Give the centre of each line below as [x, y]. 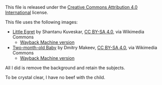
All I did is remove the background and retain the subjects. [65, 68]
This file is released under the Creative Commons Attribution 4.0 [71, 7]
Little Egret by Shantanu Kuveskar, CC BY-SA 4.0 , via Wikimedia [78, 32]
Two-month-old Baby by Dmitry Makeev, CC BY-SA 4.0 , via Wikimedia [85, 47]
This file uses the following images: [41, 22]
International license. [27, 12]
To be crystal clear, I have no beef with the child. [55, 77]
